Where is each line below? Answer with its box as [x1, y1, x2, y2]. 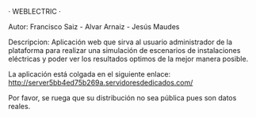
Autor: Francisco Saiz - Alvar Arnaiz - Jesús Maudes [8, 22, 180, 31]
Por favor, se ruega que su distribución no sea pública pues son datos [8, 93, 237, 102]
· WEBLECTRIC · [8, 7, 61, 16]
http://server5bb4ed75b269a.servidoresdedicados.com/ [8, 78, 193, 87]
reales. [8, 102, 31, 111]
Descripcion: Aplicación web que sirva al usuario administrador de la [8, 37, 232, 47]
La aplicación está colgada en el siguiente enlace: [8, 70, 171, 78]
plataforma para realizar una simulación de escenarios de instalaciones [8, 46, 241, 55]
